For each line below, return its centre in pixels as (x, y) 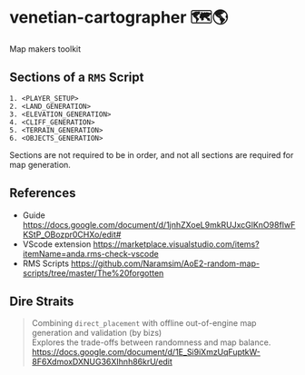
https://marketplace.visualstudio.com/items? (177, 244)
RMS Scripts (46, 263)
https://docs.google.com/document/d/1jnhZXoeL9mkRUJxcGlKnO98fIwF (159, 224)
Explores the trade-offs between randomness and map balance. (151, 342)
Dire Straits (42, 301)
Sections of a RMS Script (77, 78)
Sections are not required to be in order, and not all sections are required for (152, 154)
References (43, 193)
